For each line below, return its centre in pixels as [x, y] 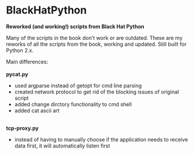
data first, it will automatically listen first [62, 146]
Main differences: [27, 62]
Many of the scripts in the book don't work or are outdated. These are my [94, 38]
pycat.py [17, 74]
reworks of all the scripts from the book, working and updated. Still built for [96, 44]
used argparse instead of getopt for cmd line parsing [78, 85]
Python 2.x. [20, 50]
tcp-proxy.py [22, 128]
